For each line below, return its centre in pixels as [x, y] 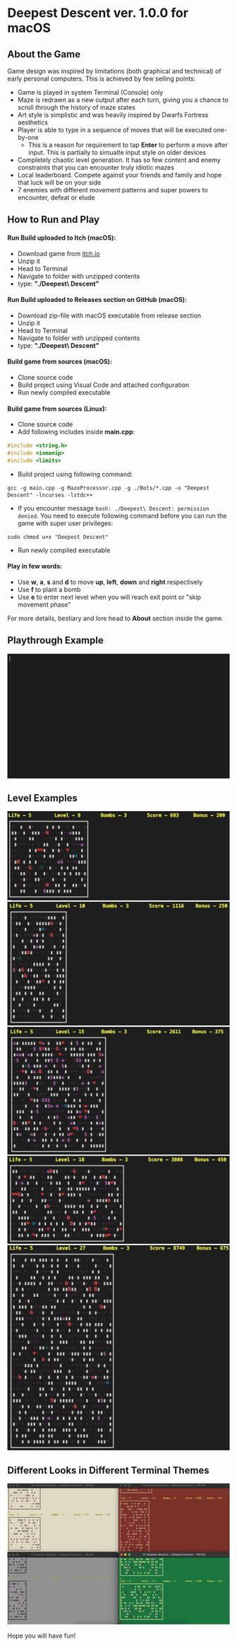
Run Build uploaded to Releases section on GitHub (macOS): [97, 300]
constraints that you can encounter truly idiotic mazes [96, 167]
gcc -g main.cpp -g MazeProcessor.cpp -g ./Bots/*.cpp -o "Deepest [109, 488]
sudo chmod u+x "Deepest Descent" [58, 537]
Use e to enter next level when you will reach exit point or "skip [109, 597]
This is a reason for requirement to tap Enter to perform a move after [128, 145]
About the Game [44, 54]
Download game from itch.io [59, 253]
